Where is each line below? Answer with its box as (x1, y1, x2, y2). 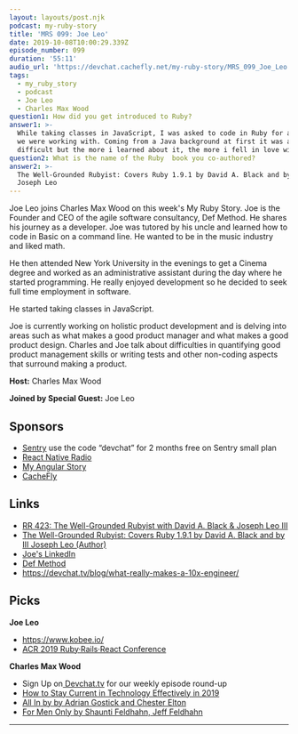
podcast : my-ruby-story (9, 21, 98, 30)
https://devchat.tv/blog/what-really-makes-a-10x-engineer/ (21, 567, 239, 578)
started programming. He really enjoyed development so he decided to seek (9, 277, 287, 287)
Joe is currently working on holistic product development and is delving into (9, 321, 286, 332)
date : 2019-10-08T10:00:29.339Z (9, 37, 129, 47)
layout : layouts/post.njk (9, 12, 105, 22)
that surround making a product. (9, 359, 128, 369)
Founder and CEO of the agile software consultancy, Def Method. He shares (9, 213, 287, 223)
